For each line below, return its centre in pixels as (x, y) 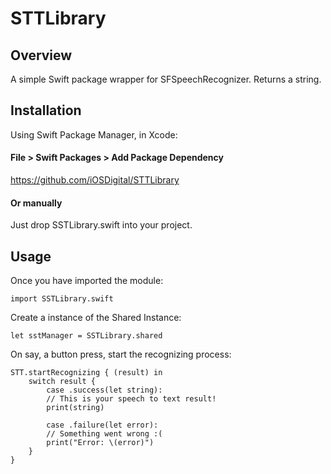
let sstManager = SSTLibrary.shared (86, 336)
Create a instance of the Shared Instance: (96, 318)
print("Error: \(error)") (100, 443)
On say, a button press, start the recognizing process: (121, 354)
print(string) (75, 408)
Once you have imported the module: (87, 281)
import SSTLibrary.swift (62, 299)
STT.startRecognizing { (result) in (86, 373)
